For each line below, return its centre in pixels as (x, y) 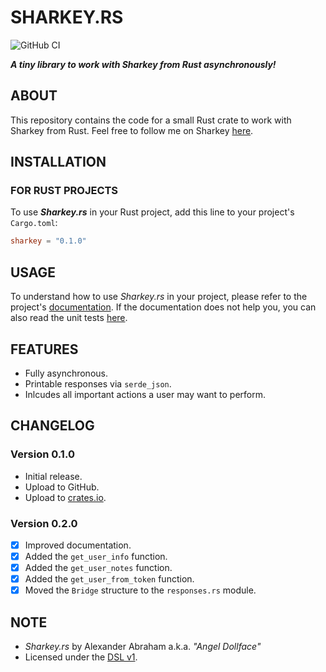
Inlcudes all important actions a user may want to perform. (145, 394)
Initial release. (53, 476)
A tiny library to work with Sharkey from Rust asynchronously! (143, 64)
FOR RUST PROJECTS (64, 191)
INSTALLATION (58, 162)
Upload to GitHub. (62, 487)
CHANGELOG (52, 426)
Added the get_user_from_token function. (109, 579)
